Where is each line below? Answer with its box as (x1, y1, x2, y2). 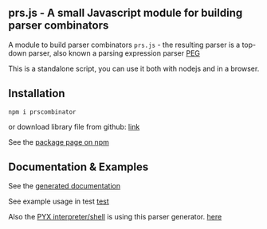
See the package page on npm (8, 137, 109, 146)
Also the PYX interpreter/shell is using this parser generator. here (8, 212, 222, 222)
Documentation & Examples (8, 161, 149, 174)
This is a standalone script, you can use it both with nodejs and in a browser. (8, 64, 260, 73)
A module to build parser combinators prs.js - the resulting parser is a (8, 40, 241, 49)
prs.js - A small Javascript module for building (8, 6, 243, 20)
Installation (8, 87, 65, 100)
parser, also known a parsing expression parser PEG (28, 48, 201, 58)
